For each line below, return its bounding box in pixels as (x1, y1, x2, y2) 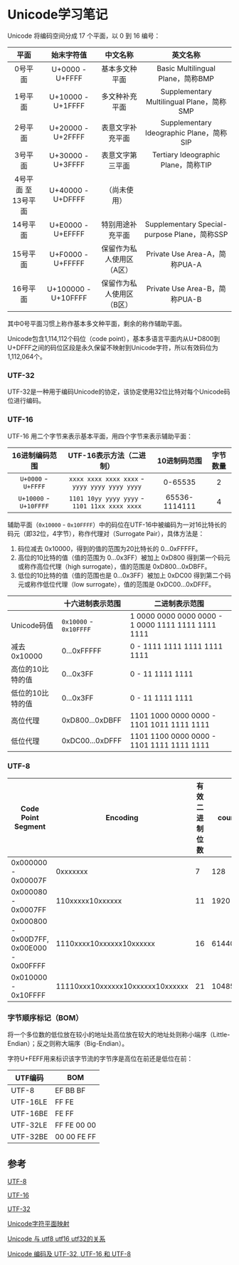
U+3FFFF (53, 159, 85, 169)
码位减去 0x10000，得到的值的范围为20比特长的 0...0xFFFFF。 (17, 544, 202, 552)
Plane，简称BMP (158, 73, 215, 83)
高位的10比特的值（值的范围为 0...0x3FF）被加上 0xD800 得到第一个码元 (17, 553, 230, 562)
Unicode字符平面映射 (7, 1219, 70, 1228)
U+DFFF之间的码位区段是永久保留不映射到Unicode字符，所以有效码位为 (7, 343, 218, 352)
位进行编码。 (7, 397, 45, 405)
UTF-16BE (11, 1108, 48, 1118)
